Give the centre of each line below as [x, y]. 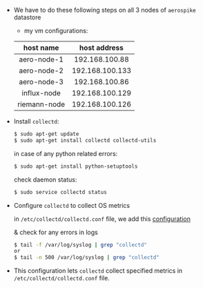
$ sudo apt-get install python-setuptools [76, 166]
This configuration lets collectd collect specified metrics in [98, 271]
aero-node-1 [41, 59]
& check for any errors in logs [56, 232]
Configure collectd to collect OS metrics [71, 205]
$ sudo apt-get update [46, 134]
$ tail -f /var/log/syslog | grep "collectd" [80, 244]
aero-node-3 [41, 82]
